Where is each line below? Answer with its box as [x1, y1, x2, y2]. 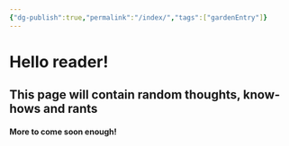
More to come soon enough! [9, 126, 117, 137]
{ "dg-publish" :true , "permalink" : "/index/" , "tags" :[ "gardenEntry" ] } [9, 13, 268, 22]
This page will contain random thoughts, [9, 87, 241, 103]
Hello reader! [9, 51, 109, 72]
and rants [43, 101, 98, 116]
